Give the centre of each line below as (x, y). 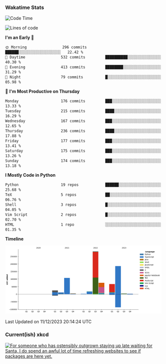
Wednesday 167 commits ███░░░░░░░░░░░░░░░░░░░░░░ (83, 121)
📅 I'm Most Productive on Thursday (42, 92)
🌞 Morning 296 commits (46, 47)
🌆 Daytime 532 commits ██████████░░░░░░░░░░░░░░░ (83, 57)
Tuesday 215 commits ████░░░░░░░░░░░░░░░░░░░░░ (83, 111)
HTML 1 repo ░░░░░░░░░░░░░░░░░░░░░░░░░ (83, 225)
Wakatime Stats (25, 7)
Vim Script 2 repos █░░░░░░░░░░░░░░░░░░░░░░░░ (83, 215)
